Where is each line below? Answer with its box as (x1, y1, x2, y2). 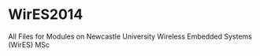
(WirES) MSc (8, 39, 50, 49)
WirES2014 (8, 6, 84, 24)
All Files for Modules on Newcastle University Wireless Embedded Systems (8, 32, 252, 41)
